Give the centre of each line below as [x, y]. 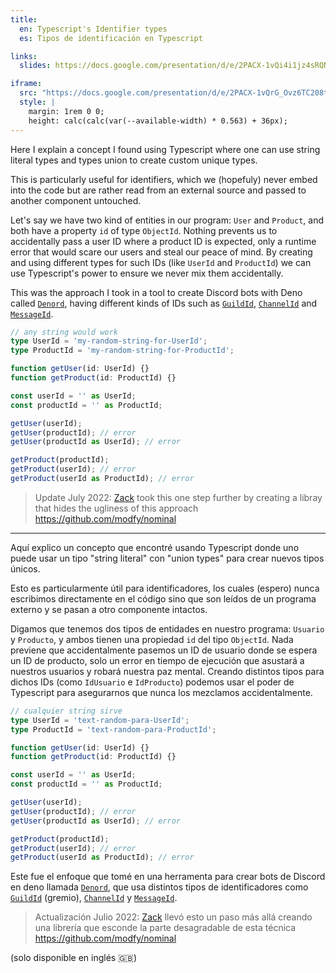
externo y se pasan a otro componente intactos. [109, 609]
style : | [37, 102]
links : [24, 56]
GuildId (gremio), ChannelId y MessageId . [94, 898]
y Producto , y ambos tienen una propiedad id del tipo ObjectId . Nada [152, 639]
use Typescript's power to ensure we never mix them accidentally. [147, 273]
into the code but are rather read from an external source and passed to [158, 190]
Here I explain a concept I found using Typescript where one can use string [165, 149]
